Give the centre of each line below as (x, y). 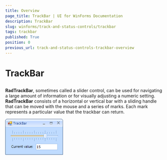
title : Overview (22, 11)
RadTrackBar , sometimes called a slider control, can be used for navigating (84, 91)
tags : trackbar (21, 32)
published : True (22, 37)
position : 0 (18, 43)
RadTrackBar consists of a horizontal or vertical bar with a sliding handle (81, 101)
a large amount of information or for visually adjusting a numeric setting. (80, 96)
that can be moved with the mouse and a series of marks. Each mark (77, 107)
